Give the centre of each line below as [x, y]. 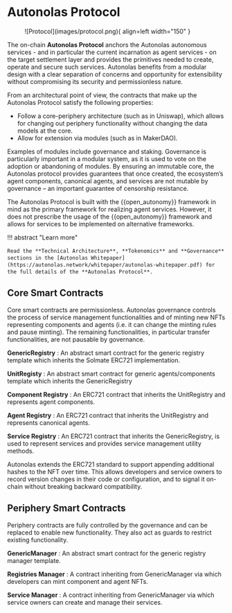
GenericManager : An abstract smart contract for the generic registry [107, 553]
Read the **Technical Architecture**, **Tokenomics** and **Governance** [116, 251]
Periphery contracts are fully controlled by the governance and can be [107, 525]
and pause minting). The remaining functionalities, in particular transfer [108, 332]
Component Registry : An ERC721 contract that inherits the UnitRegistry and [116, 394]
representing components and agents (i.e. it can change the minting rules [112, 324]
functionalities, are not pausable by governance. [76, 339]
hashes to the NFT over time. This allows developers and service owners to [115, 471]
